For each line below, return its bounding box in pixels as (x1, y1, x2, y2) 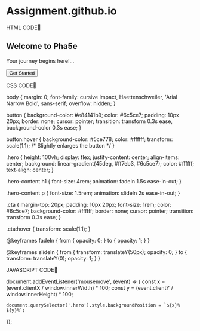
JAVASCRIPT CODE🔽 (6, 266, 58, 273)
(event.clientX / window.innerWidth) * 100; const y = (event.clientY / (6, 284, 173, 291)
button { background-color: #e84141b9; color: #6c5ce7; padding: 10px (6, 111, 179, 118)
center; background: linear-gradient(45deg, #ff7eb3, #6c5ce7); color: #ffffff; (6, 160, 195, 167)
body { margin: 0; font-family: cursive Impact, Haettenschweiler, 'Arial (6, 93, 177, 100)
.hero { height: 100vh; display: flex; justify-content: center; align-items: (6, 154, 180, 161)
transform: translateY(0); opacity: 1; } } (6, 255, 100, 262)
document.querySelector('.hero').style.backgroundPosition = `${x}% (6, 302, 180, 308)
